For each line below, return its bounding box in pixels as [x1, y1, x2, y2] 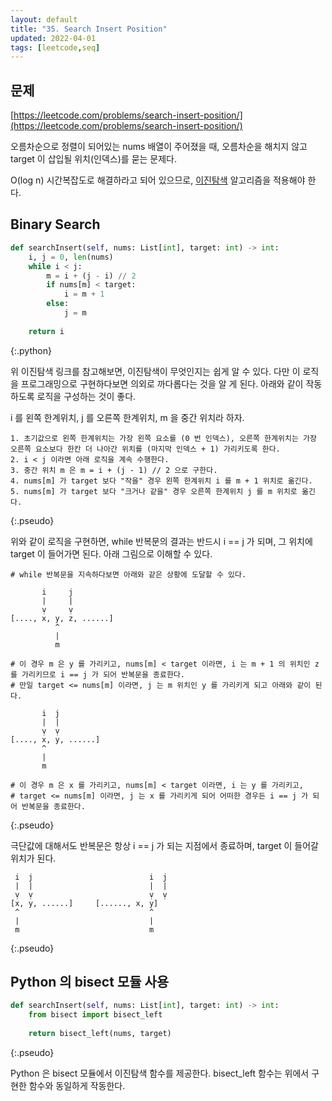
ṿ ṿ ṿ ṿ [14, 889, 168, 900]
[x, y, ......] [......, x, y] [10, 898, 159, 908]
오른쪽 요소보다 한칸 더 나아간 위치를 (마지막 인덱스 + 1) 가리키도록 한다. [10, 444, 281, 454]
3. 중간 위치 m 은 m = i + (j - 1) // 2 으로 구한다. [10, 465, 218, 475]
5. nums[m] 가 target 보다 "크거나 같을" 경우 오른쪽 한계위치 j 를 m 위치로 [10, 486, 298, 496]
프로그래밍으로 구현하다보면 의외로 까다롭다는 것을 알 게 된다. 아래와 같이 [20, 377, 304, 390]
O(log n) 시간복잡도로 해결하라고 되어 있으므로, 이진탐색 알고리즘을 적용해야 [10, 174, 306, 186]
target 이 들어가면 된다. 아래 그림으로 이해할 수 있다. [10, 547, 213, 560]
